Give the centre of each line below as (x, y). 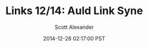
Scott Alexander (74, 27)
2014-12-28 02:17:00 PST (74, 38)
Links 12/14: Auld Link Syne (74, 11)
